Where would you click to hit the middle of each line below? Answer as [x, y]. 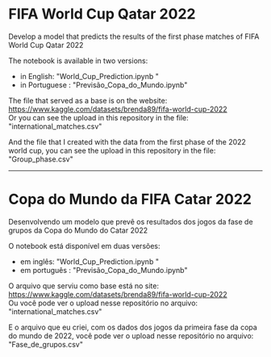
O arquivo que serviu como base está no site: [84, 286]
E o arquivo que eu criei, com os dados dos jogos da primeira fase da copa [133, 327]
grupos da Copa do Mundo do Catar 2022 [78, 230]
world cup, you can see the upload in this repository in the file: [112, 150]
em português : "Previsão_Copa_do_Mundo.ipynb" [104, 270]
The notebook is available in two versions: [78, 61]
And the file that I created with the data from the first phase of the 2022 [127, 141]
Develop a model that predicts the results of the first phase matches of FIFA [134, 36]
